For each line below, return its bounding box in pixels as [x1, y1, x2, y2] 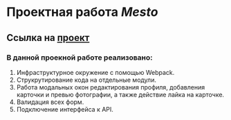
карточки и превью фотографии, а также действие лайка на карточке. [16, 90, 225, 98]
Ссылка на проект [6, 32, 90, 44]
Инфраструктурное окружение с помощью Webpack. [16, 68, 175, 76]
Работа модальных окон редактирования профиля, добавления [16, 83, 205, 91]
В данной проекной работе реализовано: [6, 53, 153, 62]
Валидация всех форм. [16, 98, 84, 106]
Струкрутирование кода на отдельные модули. [16, 76, 157, 84]
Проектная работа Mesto [6, 4, 158, 20]
